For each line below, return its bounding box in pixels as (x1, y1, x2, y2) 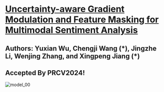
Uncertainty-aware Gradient (5, 3, 125, 15)
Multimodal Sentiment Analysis (5, 25, 138, 36)
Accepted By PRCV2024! (5, 68, 85, 77)
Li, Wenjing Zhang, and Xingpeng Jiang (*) (5, 52, 140, 60)
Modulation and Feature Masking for (5, 14, 159, 25)
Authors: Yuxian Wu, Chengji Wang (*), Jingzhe (5, 44, 157, 52)
